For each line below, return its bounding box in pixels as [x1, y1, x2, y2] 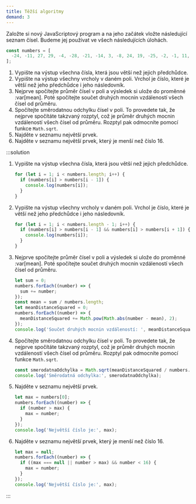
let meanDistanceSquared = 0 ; [14, 305, 89, 311]
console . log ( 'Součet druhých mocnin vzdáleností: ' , [14, 326, 146, 332]
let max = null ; [14, 449, 54, 455]
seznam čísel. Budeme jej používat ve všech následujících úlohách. [6, 36, 168, 43]
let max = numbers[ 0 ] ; [14, 395, 70, 400]
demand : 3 [6, 14, 30, 20]
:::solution [6, 149, 30, 156]
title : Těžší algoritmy [6, 8, 64, 15]
